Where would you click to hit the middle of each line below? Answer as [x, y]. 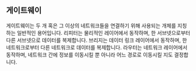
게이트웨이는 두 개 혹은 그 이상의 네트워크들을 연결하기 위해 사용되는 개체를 [91, 26]
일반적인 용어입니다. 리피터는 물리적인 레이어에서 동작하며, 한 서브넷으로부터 [104, 33]
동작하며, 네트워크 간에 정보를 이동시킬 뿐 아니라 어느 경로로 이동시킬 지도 [90, 55]
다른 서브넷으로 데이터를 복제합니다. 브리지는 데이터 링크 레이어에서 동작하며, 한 [97, 40]
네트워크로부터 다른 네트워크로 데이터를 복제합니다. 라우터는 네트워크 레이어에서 [97, 47]
